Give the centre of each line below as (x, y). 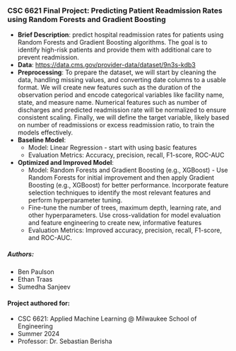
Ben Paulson (36, 272)
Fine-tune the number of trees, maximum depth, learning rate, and (124, 208)
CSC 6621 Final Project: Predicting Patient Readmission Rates (115, 11)
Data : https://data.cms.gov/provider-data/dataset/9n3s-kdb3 (106, 65)
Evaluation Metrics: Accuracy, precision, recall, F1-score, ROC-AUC (126, 155)
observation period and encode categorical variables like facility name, (121, 95)
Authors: (20, 254)
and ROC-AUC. (50, 238)
